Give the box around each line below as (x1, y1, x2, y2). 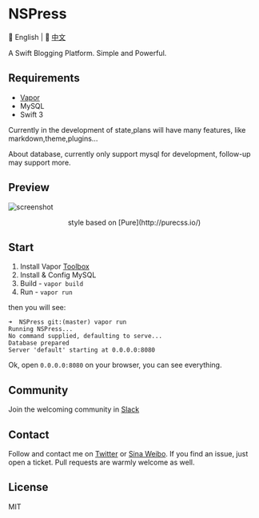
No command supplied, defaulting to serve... (8, 333, 162, 341)
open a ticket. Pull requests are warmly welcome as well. (8, 457, 195, 467)
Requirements (8, 71, 80, 85)
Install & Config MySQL (19, 270, 97, 280)
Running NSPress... (8, 325, 74, 333)
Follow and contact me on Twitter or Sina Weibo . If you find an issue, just (8, 449, 249, 458)
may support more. (8, 157, 71, 167)
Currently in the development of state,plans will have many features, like (8, 125, 246, 134)
